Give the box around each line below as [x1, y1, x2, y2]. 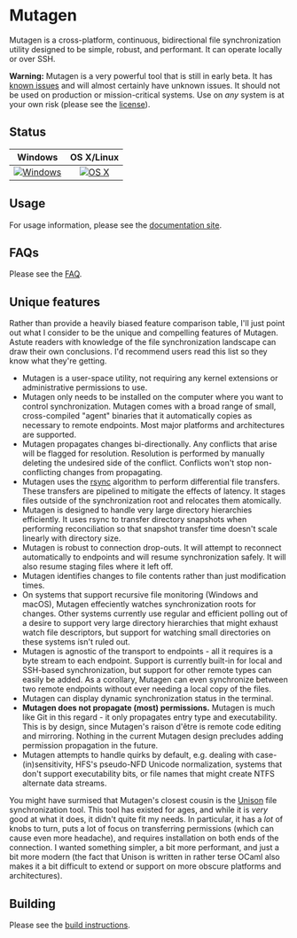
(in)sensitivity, [21, 759, 74, 770]
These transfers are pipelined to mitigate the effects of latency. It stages [21, 486, 286, 496]
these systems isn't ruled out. [21, 637, 130, 647]
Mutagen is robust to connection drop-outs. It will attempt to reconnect [21, 543, 282, 553]
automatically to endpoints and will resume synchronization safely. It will [21, 551, 286, 563]
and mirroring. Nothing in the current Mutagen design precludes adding [21, 731, 284, 741]
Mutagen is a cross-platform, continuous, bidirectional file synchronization [9, 35, 281, 45]
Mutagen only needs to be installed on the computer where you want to [21, 392, 284, 403]
